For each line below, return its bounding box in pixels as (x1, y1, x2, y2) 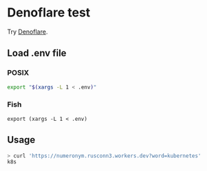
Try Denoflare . (7, 27, 48, 36)
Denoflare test (7, 5, 91, 21)
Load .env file (7, 47, 67, 59)
